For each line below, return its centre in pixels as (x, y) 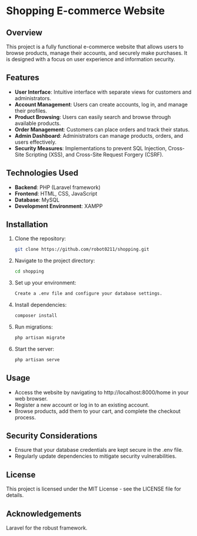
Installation (27, 225)
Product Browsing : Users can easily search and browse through (93, 117)
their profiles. (31, 111)
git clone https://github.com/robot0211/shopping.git (82, 249)
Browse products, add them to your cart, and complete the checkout (98, 411)
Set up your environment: (45, 283)
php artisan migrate (40, 338)
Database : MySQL (37, 200)
